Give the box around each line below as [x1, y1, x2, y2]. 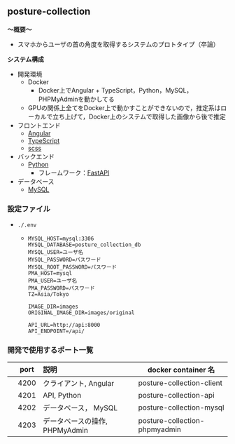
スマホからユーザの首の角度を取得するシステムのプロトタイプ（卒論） [17, 40, 220, 48]
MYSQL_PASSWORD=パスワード [27, 256, 101, 264]
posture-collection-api [138, 391, 215, 401]
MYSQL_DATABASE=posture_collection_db [27, 241, 141, 248]
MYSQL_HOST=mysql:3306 [27, 235, 94, 243]
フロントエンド [17, 121, 61, 129]
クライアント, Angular [43, 379, 115, 389]
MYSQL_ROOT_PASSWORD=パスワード [27, 264, 117, 271]
